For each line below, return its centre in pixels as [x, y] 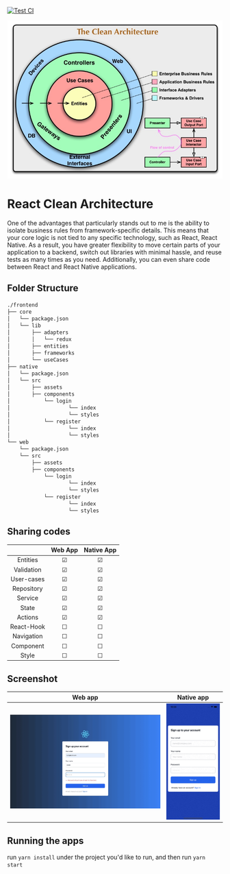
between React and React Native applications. [72, 267]
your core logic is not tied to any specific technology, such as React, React [112, 238]
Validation [28, 570]
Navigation [28, 636]
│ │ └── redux [39, 339]
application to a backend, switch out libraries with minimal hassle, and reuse [115, 252]
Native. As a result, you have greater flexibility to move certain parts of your [114, 245]
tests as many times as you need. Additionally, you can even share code [109, 260]
